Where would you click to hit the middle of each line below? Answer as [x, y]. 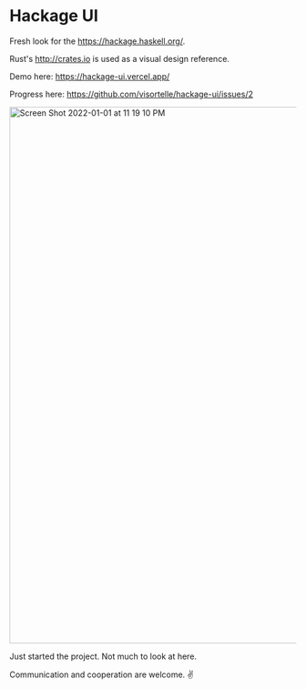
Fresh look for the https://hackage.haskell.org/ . [97, 41]
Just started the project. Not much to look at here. [103, 656]
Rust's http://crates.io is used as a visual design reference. [120, 58]
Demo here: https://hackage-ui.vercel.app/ [90, 76]
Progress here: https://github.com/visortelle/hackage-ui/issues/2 [131, 94]
